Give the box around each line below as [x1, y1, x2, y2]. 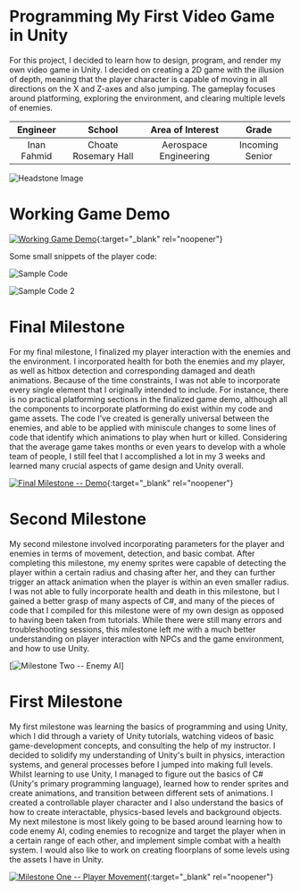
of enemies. [9, 102, 54, 113]
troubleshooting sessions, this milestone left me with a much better [9, 624, 256, 635]
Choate [87, 139, 119, 151]
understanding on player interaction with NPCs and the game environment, [9, 633, 285, 644]
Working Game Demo [9, 204, 171, 224]
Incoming [239, 139, 279, 151]
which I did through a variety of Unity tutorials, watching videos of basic [9, 730, 275, 741]
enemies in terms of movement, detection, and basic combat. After [9, 548, 255, 559]
